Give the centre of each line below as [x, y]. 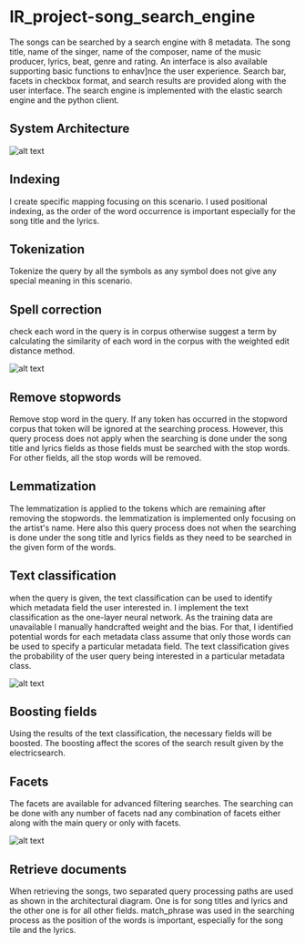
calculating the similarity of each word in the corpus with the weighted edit [149, 341]
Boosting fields [53, 712]
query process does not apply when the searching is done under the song [148, 438]
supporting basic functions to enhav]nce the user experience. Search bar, [148, 71]
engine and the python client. [65, 100]
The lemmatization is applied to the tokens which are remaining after [138, 508]
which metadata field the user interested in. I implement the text [129, 607]
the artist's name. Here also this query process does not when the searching [153, 528]
